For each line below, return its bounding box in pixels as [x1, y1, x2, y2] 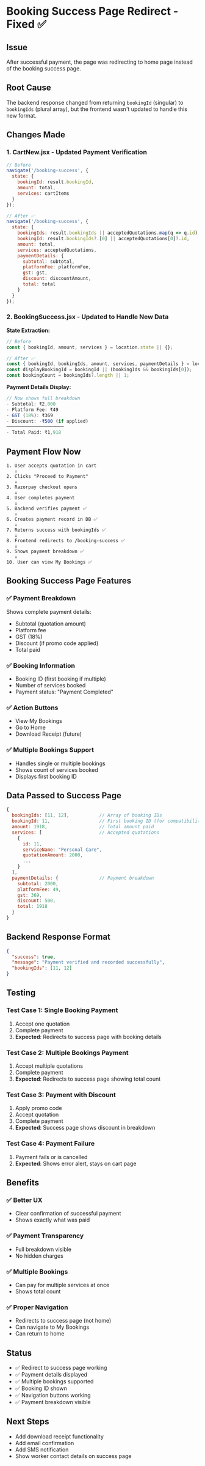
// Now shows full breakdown [6, 395, 81, 402]
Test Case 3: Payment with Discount [6, 1090, 116, 1099]
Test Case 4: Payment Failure [6, 1139, 95, 1148]
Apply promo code [15, 1105, 62, 1112]
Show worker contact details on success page [15, 1452, 132, 1459]
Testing [6, 988, 36, 998]
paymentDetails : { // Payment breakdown [12, 875, 154, 881]
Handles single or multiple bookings [15, 760, 106, 767]
